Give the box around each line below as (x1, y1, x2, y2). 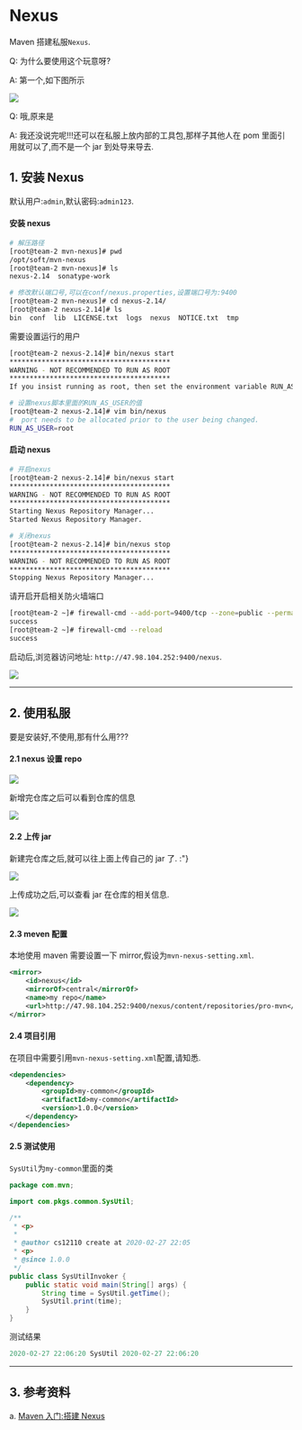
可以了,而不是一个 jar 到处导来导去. (24, 141, 155, 151)
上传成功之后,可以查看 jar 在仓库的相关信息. (9, 889, 170, 899)
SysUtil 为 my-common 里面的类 (9, 1162, 114, 1173)
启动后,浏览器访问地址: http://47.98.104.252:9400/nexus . (9, 651, 222, 662)
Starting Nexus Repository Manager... (9, 506, 155, 516)
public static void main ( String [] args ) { (25, 1280, 187, 1289)
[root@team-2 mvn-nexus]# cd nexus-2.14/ (9, 296, 167, 306)
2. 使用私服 (9, 706, 71, 721)
